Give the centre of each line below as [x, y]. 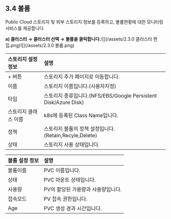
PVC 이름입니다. [62, 170]
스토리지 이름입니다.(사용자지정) [80, 86]
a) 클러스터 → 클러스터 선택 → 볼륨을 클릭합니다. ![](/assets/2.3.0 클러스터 [79, 39]
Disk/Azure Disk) [64, 102]
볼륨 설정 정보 [23, 160]
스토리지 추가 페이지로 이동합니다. [82, 76]
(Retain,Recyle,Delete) [71, 135]
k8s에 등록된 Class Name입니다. [81, 115]
